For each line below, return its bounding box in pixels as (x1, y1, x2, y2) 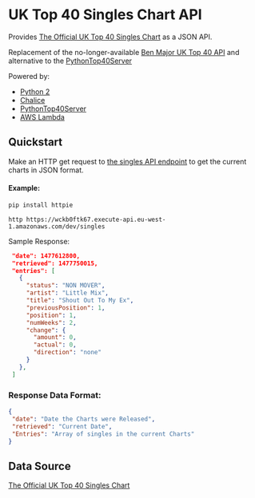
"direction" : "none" (33, 349, 102, 357)
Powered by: (8, 71, 50, 81)
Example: (8, 184, 41, 193)
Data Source (8, 459, 71, 472)
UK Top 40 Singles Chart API (8, 6, 202, 24)
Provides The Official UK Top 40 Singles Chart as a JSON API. (8, 32, 213, 41)
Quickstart (8, 136, 63, 149)
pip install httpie (8, 201, 74, 209)
